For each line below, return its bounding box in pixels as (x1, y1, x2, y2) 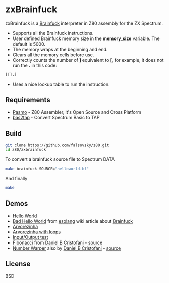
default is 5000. (12, 41, 45, 47)
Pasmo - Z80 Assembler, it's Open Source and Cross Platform (12, 109, 141, 115)
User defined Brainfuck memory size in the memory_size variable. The (12, 35, 160, 42)
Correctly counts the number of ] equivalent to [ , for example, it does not (12, 57, 164, 63)
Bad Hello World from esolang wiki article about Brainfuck (12, 218, 133, 224)
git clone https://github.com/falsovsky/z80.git (5, 143, 109, 148)
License (5, 260, 31, 268)
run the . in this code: (12, 62, 57, 68)
